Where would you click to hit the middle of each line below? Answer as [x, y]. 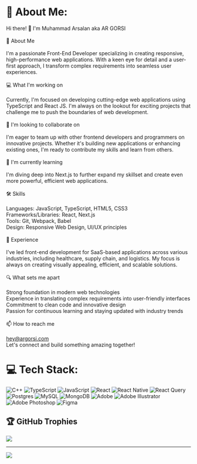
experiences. [22, 72]
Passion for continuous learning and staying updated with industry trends [95, 311]
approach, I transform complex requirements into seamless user [94, 66]
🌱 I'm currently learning [34, 162]
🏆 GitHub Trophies [42, 422]
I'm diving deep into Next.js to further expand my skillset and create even [94, 174]
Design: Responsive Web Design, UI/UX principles [67, 227]
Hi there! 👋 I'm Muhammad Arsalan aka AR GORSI [66, 28]
